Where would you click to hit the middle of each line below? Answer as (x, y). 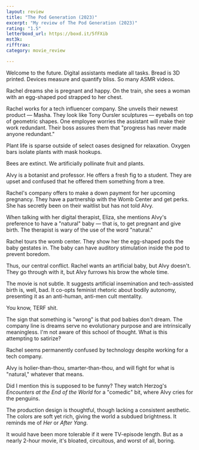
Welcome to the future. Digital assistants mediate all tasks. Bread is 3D (93, 73)
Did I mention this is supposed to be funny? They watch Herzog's (87, 386)
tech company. (25, 356)
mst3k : (14, 39)
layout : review (25, 12)
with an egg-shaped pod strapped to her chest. (65, 97)
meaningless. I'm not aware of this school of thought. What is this (87, 332)
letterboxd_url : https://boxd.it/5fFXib (57, 34)
